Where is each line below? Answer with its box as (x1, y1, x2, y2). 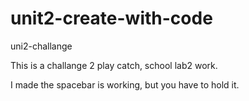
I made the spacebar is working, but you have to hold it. (10, 78, 240, 91)
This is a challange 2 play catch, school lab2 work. (10, 59, 218, 71)
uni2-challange (10, 40, 73, 52)
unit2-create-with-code (10, 7, 213, 30)
